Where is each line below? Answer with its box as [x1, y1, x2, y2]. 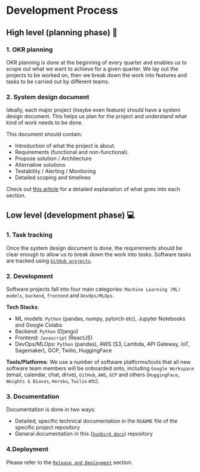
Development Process [6, 4, 118, 17]
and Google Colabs [14, 321, 63, 329]
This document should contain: [6, 131, 82, 138]
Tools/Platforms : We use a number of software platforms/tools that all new [6, 358, 191, 366]
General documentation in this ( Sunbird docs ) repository [14, 430, 153, 437]
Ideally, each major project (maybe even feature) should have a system [6, 106, 181, 114]
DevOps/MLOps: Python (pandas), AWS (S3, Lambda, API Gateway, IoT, [14, 341, 190, 348]
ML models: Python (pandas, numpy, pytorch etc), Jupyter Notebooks [14, 315, 186, 323]
